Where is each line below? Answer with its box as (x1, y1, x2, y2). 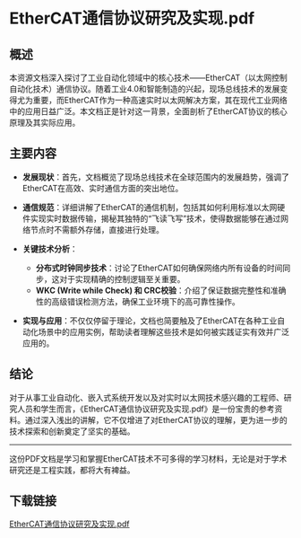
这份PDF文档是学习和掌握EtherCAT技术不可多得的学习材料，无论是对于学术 (9, 453, 288, 463)
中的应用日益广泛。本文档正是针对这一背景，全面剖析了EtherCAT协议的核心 (9, 106, 288, 117)
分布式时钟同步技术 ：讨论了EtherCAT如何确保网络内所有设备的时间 (35, 262, 283, 273)
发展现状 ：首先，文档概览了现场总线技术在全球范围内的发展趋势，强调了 (21, 172, 289, 182)
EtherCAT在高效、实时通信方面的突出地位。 (21, 182, 184, 193)
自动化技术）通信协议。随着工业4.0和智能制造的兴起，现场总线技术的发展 (9, 84, 280, 94)
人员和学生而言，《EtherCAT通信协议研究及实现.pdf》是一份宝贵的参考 (16, 403, 275, 414)
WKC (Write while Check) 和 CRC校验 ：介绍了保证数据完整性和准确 (35, 285, 287, 295)
